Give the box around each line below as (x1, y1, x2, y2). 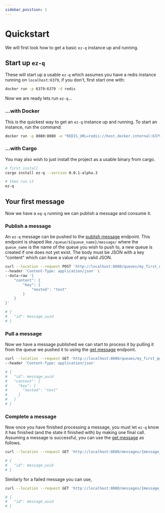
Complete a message (5, 413, 56, 420)
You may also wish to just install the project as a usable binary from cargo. (5, 156, 156, 162)
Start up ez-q (5, 58, 45, 67)
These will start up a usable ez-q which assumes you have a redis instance (5, 72, 156, 78)
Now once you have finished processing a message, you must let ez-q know (5, 424, 159, 430)
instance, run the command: (5, 124, 62, 130)
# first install (5, 165, 38, 171)
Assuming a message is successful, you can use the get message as (5, 435, 144, 441)
